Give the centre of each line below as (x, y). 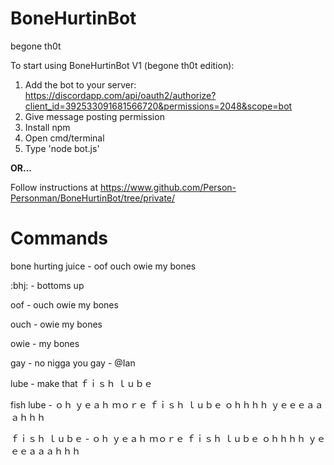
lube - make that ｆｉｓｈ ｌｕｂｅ (81, 383)
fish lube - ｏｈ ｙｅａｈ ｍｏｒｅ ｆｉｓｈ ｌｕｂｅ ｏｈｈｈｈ (139, 404)
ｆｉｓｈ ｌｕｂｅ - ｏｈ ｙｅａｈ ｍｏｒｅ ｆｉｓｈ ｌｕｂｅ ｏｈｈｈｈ (158, 438)
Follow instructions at (54, 187)
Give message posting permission (94, 116)
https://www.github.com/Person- (168, 187)
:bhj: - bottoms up (47, 285)
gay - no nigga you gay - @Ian (73, 363)
